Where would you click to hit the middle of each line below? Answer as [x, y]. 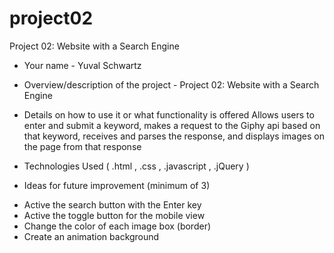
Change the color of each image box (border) [117, 226]
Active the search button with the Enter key [112, 204]
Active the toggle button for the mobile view [114, 215]
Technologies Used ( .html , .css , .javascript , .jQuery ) [136, 166]
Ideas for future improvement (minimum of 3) [117, 185]
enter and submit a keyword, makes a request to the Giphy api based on [172, 125]
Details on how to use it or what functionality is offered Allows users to [169, 114]
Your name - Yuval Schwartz [82, 65]
